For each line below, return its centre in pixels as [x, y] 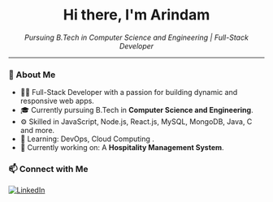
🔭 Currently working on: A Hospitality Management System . [122, 148]
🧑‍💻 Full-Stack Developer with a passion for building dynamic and [129, 92]
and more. [37, 131]
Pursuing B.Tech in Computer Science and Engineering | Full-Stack [136, 37]
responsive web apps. [57, 101]
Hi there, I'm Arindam [136, 15]
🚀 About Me [32, 75]
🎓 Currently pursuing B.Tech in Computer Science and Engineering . [136, 110]
